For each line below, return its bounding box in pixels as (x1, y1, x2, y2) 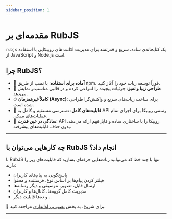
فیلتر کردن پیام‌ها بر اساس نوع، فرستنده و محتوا (13, 177, 104, 183)
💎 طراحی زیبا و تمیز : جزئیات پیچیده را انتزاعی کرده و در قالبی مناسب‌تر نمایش (13, 85, 161, 92)
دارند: (6, 162, 17, 168)
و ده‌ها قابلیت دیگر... (13, 194, 52, 200)
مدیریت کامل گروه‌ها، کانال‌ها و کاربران (13, 188, 87, 194)
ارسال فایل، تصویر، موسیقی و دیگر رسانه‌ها (13, 183, 96, 189)
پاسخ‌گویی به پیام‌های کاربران (13, 172, 68, 178)
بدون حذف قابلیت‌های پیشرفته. (13, 123, 72, 130)
